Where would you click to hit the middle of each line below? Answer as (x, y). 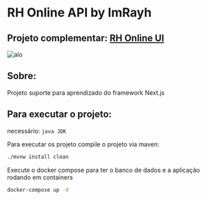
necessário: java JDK (37, 131)
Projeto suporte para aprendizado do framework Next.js (86, 92)
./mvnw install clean (38, 157)
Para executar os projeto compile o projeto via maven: (83, 144)
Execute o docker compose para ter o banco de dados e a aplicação (103, 170)
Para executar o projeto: (59, 114)
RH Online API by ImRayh (80, 13)
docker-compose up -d (38, 190)
